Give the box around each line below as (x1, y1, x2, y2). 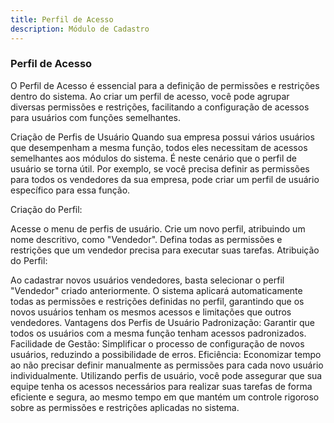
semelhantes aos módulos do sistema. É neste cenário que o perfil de (10, 152, 297, 164)
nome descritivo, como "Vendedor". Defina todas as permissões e (10, 233, 283, 245)
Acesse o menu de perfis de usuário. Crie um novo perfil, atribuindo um (10, 222, 306, 235)
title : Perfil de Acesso (10, 14, 114, 25)
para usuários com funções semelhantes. (10, 111, 181, 123)
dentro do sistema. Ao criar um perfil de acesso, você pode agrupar (10, 90, 290, 102)
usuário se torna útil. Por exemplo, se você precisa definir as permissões (10, 162, 310, 175)
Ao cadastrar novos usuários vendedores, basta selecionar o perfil (10, 274, 285, 286)
